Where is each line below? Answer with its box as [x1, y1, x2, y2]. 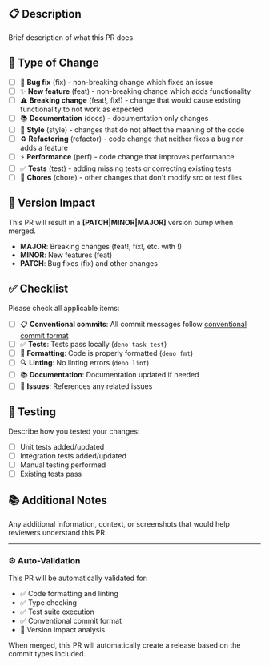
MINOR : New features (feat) [19, 250, 113, 260]
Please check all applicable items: [8, 303, 120, 313]
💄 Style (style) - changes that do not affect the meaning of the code [19, 124, 245, 135]
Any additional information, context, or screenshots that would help [8, 519, 231, 528]
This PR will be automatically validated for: [8, 573, 148, 583]
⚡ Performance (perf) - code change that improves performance [19, 151, 235, 161]
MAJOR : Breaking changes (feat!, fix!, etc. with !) [19, 241, 183, 251]
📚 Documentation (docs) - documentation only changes [19, 113, 209, 123]
